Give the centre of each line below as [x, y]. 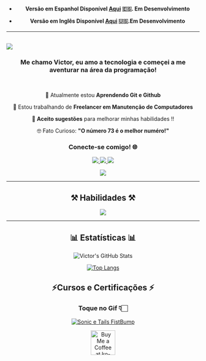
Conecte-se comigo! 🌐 [103, 147]
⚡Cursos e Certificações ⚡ [103, 288]
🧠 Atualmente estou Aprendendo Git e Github [103, 95]
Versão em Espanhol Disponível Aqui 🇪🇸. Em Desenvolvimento [108, 9]
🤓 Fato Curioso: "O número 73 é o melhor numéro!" [103, 130]
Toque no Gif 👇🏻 [103, 308]
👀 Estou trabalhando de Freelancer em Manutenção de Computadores [103, 107]
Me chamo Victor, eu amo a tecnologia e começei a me [103, 62]
